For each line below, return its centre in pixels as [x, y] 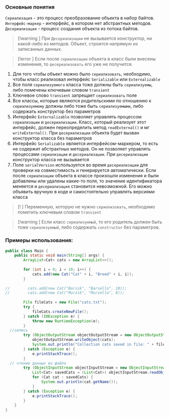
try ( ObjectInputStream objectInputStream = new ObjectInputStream [95, 368]
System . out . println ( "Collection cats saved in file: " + [93, 344]
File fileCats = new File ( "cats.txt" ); [65, 302]
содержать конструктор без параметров [56, 111]
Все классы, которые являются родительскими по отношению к [82, 101]
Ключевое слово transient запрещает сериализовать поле [75, 95]
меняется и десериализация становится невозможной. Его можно [82, 186]
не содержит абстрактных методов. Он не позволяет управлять [81, 149]
